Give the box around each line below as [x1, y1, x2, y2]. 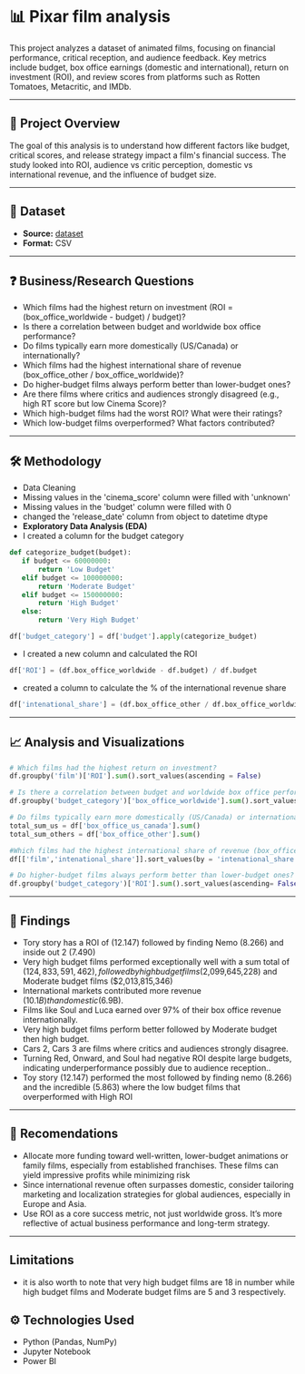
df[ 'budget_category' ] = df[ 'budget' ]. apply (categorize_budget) [9, 632, 258, 642]
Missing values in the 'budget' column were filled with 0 [22, 502, 231, 513]
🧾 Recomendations [9, 1126, 119, 1142]
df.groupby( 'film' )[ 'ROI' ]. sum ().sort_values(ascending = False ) [9, 771, 261, 780]
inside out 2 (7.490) [22, 947, 96, 957]
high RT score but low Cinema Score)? [22, 398, 167, 409]
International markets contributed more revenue [22, 985, 202, 996]
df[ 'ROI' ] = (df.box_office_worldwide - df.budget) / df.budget [9, 665, 258, 675]
